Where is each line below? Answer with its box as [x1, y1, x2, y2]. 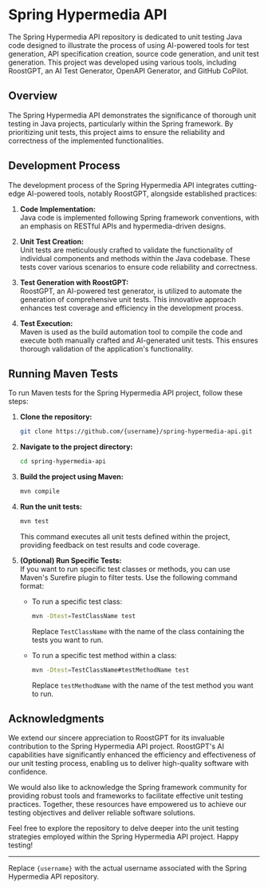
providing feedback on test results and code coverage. [19, 540, 201, 550]
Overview [8, 89, 58, 103]
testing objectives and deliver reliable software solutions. [8, 808, 195, 818]
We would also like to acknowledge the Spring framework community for [8, 783, 247, 792]
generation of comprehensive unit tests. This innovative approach [19, 294, 237, 304]
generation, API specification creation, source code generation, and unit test [8, 49, 259, 58]
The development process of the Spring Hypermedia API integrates [8, 180, 230, 189]
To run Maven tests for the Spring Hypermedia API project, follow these [8, 388, 243, 398]
